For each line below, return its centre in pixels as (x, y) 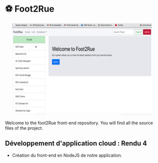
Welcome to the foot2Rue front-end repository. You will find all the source (79, 123)
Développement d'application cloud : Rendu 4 (76, 144)
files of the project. (24, 128)
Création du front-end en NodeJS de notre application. (67, 155)
